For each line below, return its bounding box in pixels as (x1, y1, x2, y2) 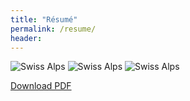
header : (10, 33, 43, 43)
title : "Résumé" (10, 14, 78, 25)
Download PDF (10, 80, 72, 92)
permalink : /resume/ (10, 24, 97, 34)
